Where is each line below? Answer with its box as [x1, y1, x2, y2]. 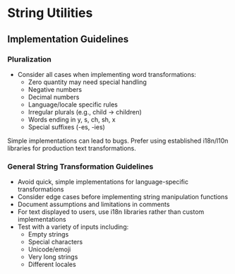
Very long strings [28, 253, 78, 261]
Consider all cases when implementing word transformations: [17, 70, 196, 78]
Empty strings [28, 230, 69, 239]
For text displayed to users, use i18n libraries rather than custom [17, 208, 205, 216]
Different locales [28, 260, 76, 269]
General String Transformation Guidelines [7, 161, 154, 171]
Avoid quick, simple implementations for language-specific [17, 178, 189, 186]
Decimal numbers [28, 93, 80, 101]
